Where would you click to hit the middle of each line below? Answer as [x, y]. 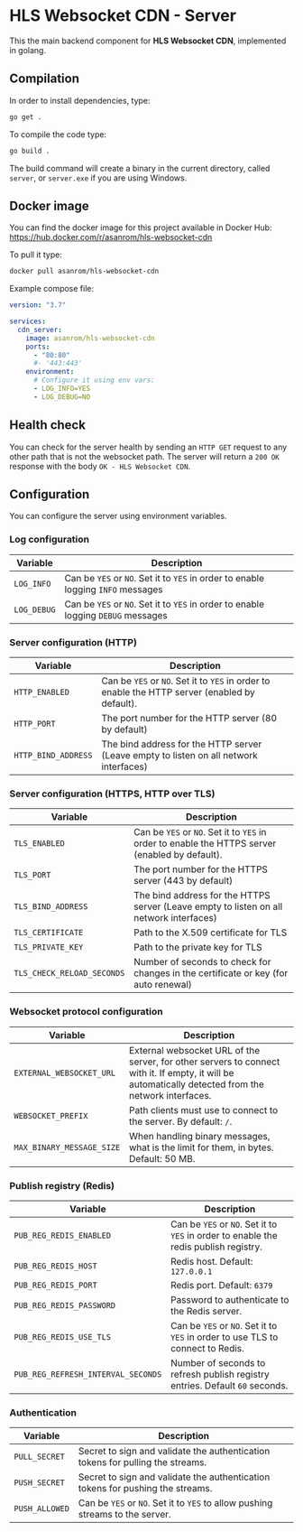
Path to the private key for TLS [198, 947]
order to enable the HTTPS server [205, 843]
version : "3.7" [38, 305]
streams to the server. [124, 1515]
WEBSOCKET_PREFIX [51, 1115]
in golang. [28, 50]
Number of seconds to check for [202, 962]
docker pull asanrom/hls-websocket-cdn [84, 272]
